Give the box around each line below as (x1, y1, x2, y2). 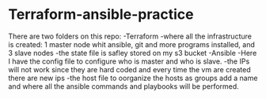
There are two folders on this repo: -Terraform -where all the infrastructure (8, 31, 252, 41)
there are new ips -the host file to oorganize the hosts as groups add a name (8, 73, 258, 82)
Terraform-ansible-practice (8, 5, 194, 24)
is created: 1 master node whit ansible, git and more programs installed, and (8, 39, 256, 49)
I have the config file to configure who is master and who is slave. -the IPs (8, 57, 250, 66)
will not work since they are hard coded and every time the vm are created (8, 64, 251, 74)
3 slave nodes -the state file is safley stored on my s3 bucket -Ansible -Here (8, 48, 257, 57)
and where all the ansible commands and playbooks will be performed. (8, 81, 239, 91)
